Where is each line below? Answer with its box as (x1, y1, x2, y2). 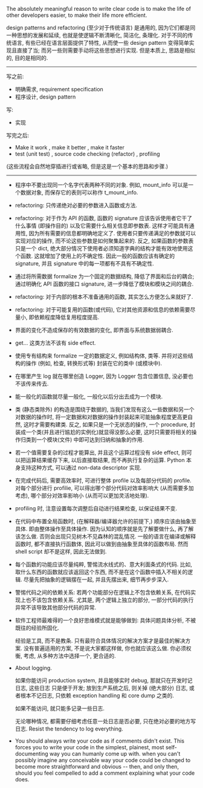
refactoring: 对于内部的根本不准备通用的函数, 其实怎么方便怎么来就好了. (14, 293, 193, 300)
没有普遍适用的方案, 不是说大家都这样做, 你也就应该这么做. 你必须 (23, 645, 186, 652)
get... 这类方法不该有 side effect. (14, 339, 96, 347)
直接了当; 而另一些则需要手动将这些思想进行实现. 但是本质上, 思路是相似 (16, 47, 196, 54)
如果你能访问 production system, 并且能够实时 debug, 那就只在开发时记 (14, 677, 193, 684)
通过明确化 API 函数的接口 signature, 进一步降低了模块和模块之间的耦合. (14, 281, 194, 287)
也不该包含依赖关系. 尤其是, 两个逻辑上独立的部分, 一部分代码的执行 (25, 596, 194, 604)
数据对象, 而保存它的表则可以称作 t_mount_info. (20, 189, 138, 196)
